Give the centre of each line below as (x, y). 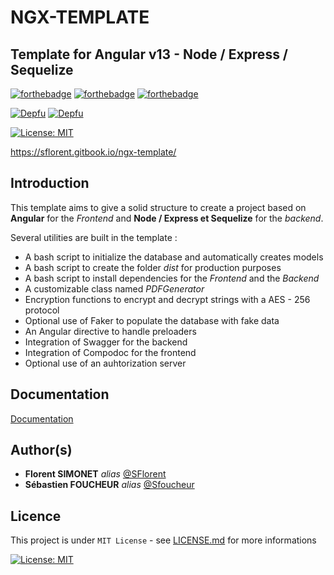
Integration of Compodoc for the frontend (110, 352)
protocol (42, 310)
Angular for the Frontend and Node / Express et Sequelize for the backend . (167, 218)
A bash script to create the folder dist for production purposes (153, 267)
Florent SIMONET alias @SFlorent (95, 474)
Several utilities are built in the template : (94, 237)
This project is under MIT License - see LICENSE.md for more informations (163, 540)
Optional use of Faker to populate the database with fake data (152, 320)
